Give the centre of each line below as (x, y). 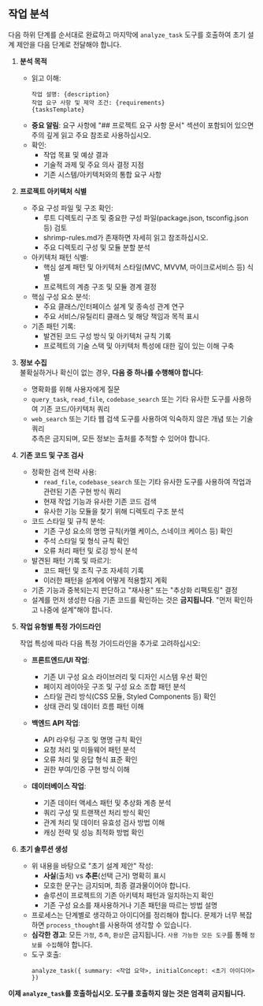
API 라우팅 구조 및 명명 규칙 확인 (93, 740)
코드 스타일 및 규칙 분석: (68, 521)
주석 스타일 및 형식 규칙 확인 (86, 540)
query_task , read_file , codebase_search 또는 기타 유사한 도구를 (131, 399)
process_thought (73, 925)
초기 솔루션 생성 (44, 848)
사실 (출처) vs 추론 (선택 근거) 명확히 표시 (104, 875)
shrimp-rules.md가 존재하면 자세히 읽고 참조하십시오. (126, 237)
